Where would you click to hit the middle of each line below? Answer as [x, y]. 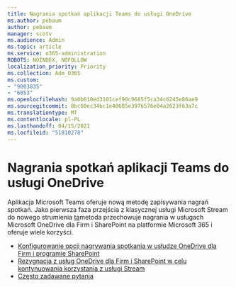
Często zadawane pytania [55, 276]
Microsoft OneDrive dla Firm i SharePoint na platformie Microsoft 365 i [110, 225]
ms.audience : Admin [36, 40]
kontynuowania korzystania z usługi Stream [81, 269]
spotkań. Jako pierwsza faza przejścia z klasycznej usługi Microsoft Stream [118, 210]
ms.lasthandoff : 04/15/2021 [49, 126]
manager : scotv [30, 34]
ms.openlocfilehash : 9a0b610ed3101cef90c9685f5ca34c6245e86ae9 [103, 100]
